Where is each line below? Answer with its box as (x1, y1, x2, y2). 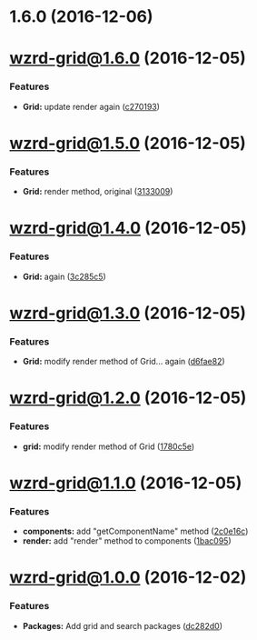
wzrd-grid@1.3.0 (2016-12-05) (9, 303, 247, 324)
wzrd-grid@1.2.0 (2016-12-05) (9, 388, 247, 408)
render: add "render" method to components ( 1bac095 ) (22, 535, 232, 546)
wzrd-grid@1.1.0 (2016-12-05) (9, 473, 242, 493)
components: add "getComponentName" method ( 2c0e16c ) (22, 525, 249, 537)
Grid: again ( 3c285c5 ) (22, 271, 106, 282)
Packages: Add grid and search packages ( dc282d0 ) (22, 620, 222, 631)
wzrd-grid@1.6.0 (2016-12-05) (9, 48, 247, 69)
